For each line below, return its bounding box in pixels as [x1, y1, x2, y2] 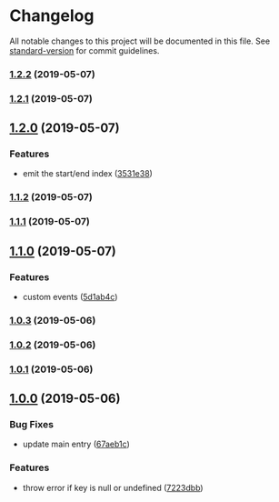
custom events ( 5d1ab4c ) [22, 292, 118, 302]
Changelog [9, 5, 95, 26]
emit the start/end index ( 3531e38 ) [22, 168, 153, 179]
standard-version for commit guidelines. [9, 45, 160, 55]
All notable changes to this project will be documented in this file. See [9, 35, 271, 46]
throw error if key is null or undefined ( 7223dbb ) [22, 482, 204, 493]
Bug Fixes [9, 418, 55, 431]
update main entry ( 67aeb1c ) [22, 438, 130, 450]
